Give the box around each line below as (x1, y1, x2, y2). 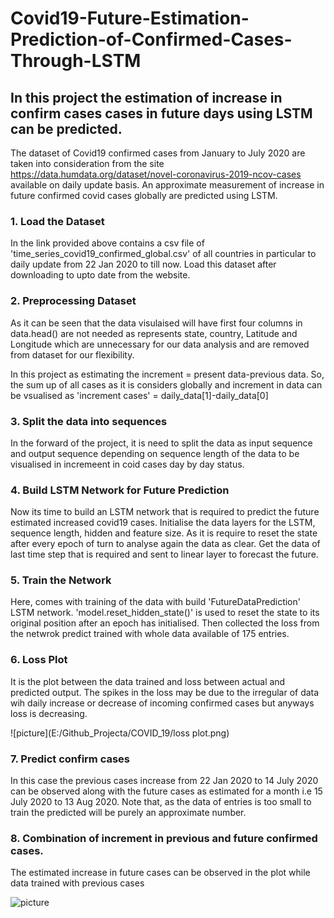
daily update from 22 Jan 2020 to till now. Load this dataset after (10, 258, 277, 271)
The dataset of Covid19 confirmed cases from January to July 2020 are (10, 147, 306, 159)
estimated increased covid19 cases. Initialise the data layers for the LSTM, (10, 517, 316, 529)
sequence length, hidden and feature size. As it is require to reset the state (10, 527, 318, 539)
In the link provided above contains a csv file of (10, 237, 205, 249)
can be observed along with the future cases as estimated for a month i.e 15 (10, 785, 323, 797)
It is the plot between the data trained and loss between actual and (10, 675, 286, 687)
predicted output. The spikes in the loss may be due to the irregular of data (10, 686, 320, 698)
